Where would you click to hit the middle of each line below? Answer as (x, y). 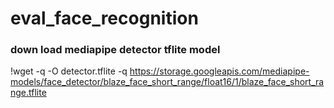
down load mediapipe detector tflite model (115, 50)
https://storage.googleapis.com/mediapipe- (219, 71)
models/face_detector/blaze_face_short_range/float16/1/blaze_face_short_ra (167, 82)
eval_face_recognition (104, 18)
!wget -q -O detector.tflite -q (69, 71)
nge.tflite (28, 93)
